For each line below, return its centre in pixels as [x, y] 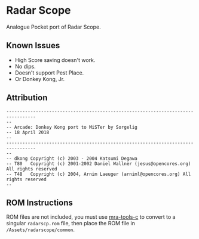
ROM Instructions [40, 202]
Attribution [27, 98]
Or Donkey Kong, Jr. [40, 79]
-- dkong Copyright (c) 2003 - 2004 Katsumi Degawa [72, 159]
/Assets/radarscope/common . [41, 229]
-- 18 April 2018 [28, 132]
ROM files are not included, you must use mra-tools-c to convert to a [91, 217]
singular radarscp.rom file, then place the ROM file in [71, 224]
